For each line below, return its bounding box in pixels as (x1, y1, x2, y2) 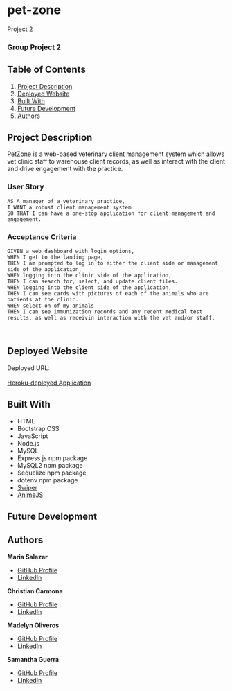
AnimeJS (17, 491, 44, 499)
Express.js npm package (17, 453, 88, 462)
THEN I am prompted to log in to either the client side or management (7, 260, 218, 267)
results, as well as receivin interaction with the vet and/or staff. (7, 315, 215, 322)
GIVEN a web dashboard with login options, (7, 248, 135, 255)
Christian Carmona (7, 586, 64, 595)
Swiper (17, 483, 38, 491)
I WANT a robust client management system (7, 204, 132, 211)
